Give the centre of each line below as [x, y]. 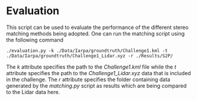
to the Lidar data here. [33, 92]
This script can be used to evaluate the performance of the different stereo [97, 27]
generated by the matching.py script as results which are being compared [96, 86]
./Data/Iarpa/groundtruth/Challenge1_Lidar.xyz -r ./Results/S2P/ [90, 56]
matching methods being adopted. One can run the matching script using [96, 33]
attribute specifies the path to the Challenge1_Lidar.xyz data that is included [98, 73]
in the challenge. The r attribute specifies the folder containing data [88, 79]
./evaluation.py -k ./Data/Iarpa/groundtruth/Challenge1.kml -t [87, 51]
